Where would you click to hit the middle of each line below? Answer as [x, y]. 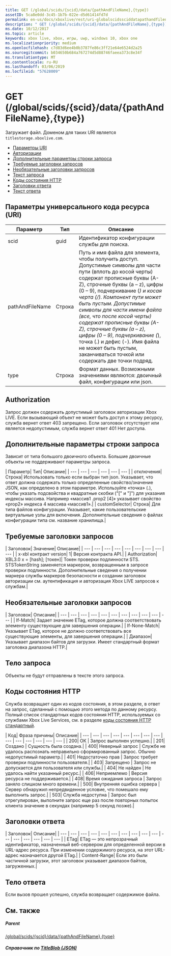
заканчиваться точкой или [111, 354]
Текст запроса [28, 175]
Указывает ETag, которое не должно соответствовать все [68, 631]
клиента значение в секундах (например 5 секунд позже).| [70, 805]
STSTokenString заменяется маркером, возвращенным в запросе [77, 565]
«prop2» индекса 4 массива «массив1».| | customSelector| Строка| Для [83, 504]
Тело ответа [25, 882]
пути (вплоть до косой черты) [116, 271]
